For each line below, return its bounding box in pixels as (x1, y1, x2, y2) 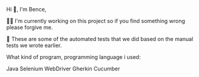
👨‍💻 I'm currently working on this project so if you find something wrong (6, 17, 186, 24)
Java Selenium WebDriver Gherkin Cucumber (6, 65, 120, 72)
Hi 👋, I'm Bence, (6, 6, 47, 13)
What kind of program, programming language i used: (6, 54, 141, 60)
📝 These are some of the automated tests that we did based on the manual (6, 35, 194, 42)
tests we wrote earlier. (6, 42, 62, 49)
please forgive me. (6, 24, 53, 31)
